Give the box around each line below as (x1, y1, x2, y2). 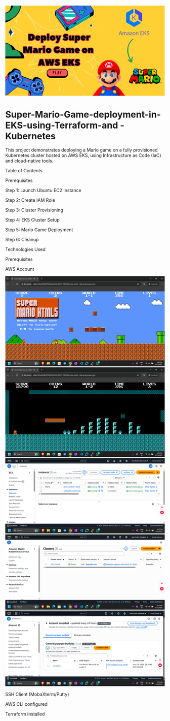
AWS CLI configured (5, 701, 48, 707)
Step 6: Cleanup (5, 237, 39, 243)
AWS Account (5, 266, 34, 272)
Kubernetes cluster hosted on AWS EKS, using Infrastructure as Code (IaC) (5, 152, 161, 159)
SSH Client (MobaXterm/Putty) (5, 692, 69, 698)
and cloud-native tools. (5, 158, 54, 164)
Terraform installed (5, 711, 45, 717)
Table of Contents (5, 168, 43, 174)
